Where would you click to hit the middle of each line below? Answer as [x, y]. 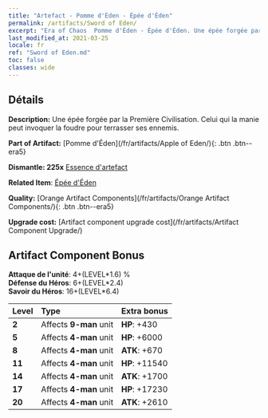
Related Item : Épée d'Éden [53, 182]
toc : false [26, 61]
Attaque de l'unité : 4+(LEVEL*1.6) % [69, 274]
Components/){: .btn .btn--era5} [61, 206]
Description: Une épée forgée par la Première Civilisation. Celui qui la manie [134, 119]
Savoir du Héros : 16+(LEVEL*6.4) [64, 291]
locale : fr [26, 45]
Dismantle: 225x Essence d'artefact [68, 167]
